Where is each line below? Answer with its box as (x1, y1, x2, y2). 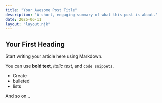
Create (12, 73, 27, 79)
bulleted (12, 78, 30, 84)
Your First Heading (5, 40, 65, 48)
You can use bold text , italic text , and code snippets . (5, 63, 114, 69)
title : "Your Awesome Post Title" (5, 7, 78, 13)
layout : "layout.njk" (5, 21, 51, 27)
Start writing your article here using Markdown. (5, 53, 103, 59)
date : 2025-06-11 (5, 17, 42, 22)
